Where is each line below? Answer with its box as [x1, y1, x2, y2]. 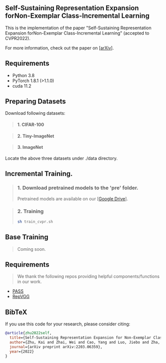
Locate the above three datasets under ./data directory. [5, 155, 118, 161]
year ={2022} [9, 349, 35, 354]
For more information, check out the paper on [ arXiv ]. [5, 45, 114, 51]
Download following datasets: [5, 110, 66, 116]
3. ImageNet [17, 144, 43, 150]
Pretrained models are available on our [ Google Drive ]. [17, 195, 128, 202]
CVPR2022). [5, 35, 31, 41]
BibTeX [5, 308, 27, 316]
